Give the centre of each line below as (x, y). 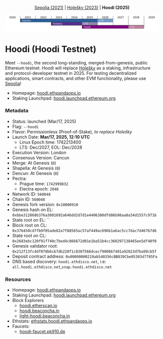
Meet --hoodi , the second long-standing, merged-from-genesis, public (76, 63)
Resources (18, 279)
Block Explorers (28, 300)
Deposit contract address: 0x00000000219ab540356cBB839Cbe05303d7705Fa (85, 256)
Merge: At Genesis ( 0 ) (34, 163)
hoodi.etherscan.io (38, 306)
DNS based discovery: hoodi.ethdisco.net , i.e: (59, 261)
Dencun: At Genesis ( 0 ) (35, 173)
